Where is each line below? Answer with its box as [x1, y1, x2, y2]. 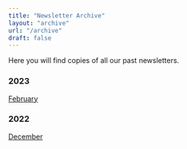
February [8, 93, 38, 104]
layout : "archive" [8, 19, 70, 27]
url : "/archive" [8, 26, 62, 34]
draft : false [8, 33, 52, 42]
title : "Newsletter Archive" [8, 11, 105, 20]
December [8, 131, 43, 141]
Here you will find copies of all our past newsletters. [8, 56, 180, 65]
